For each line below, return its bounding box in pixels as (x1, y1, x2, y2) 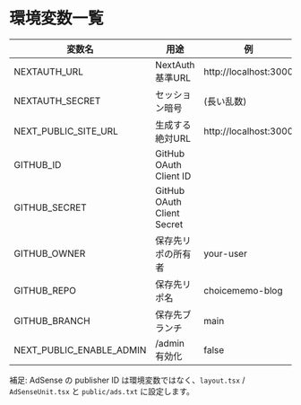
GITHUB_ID (13, 158, 62, 171)
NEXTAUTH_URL (13, 65, 83, 77)
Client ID (155, 170, 192, 182)
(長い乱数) (203, 95, 247, 108)
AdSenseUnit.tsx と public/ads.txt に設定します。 (9, 385, 195, 396)
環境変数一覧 (9, 8, 105, 29)
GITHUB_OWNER (13, 247, 86, 260)
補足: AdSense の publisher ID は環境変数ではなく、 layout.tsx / (9, 374, 245, 385)
